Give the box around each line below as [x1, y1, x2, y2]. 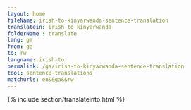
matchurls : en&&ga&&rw [7, 75, 74, 83]
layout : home [7, 10, 46, 18]
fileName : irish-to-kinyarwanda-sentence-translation [7, 17, 169, 24]
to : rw [7, 50, 27, 57]
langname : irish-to [7, 56, 65, 63]
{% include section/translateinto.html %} [7, 95, 125, 104]
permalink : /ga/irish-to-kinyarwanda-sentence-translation [7, 63, 185, 70]
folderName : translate [7, 30, 78, 37]
